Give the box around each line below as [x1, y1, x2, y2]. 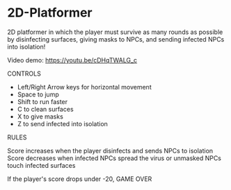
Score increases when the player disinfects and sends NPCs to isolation [7, 146, 214, 155]
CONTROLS [7, 69, 42, 78]
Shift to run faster [17, 97, 68, 105]
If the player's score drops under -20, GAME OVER [7, 175, 152, 183]
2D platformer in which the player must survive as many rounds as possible [7, 28, 223, 36]
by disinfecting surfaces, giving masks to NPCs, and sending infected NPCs [7, 35, 225, 43]
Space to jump [17, 90, 59, 98]
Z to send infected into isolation [17, 119, 108, 128]
